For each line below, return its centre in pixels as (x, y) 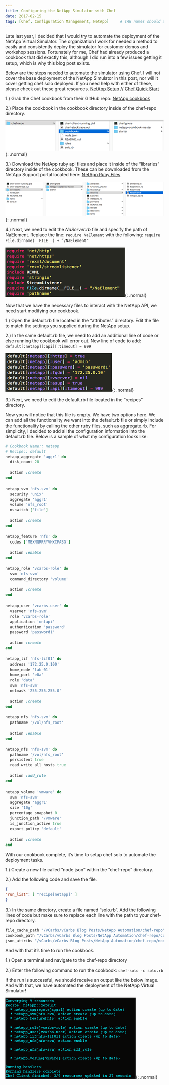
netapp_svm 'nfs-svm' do (31, 489)
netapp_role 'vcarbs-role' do (37, 568)
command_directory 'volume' (39, 579)
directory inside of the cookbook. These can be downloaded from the (77, 169)
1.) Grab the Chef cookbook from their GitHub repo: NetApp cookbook (78, 99)
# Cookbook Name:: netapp (32, 446)
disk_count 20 (24, 462)
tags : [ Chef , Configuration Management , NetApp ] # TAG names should (83, 21)
